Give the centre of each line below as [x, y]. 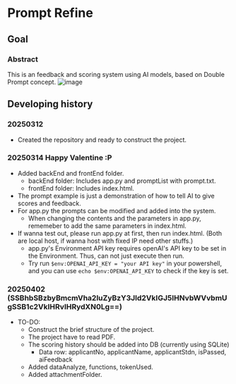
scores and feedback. [49, 203]
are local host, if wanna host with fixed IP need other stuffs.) [105, 241]
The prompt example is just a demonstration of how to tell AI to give [116, 196]
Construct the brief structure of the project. [91, 330]
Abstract [23, 59]
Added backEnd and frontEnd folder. [71, 173]
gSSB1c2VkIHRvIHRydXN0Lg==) [65, 306]
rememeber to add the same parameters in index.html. [107, 226]
